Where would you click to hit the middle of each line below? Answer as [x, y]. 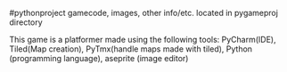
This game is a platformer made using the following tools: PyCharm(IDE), [143, 40]
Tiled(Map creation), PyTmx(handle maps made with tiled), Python [131, 49]
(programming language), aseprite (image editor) [99, 58]
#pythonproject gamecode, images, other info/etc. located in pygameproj [144, 13]
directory [26, 22]
